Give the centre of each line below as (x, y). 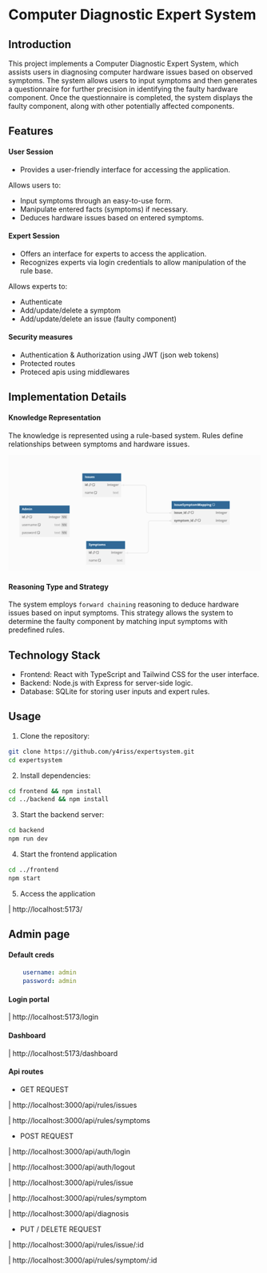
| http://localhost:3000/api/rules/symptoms (79, 1120)
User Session (31, 151)
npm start (25, 878)
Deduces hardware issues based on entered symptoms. (112, 217)
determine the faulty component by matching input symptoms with (118, 622)
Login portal (29, 999)
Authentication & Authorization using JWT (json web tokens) (120, 355)
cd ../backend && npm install (59, 800)
